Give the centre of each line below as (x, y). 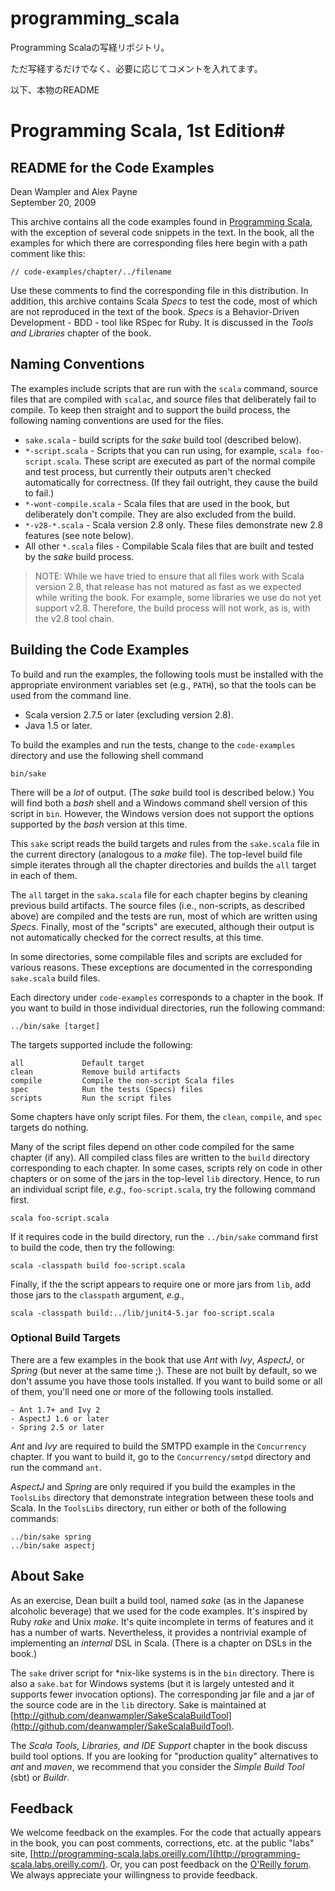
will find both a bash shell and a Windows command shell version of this (159, 803)
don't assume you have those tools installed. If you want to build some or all (166, 1381)
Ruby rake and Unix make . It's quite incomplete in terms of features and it (162, 1621)
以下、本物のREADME (55, 89)
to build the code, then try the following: (92, 1247)
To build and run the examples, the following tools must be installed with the (167, 674)
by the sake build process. (79, 556)
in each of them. (44, 875)
